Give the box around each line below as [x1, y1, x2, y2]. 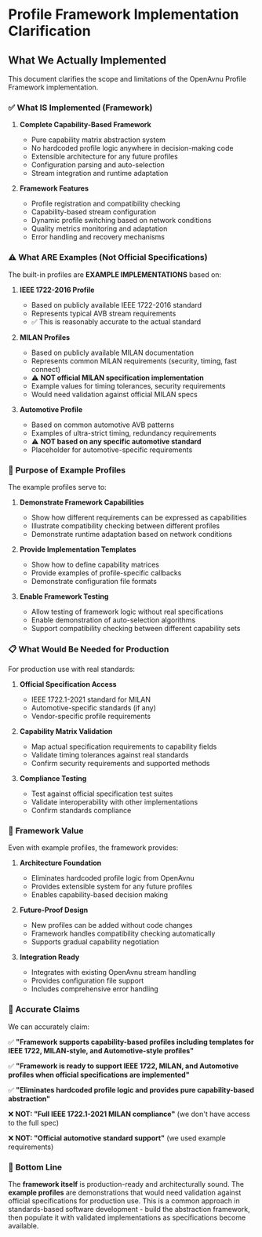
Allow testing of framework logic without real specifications [31, 607, 224, 616]
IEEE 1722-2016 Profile [19, 285, 95, 294]
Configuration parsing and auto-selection [31, 160, 165, 170]
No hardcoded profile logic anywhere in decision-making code [31, 144, 234, 153]
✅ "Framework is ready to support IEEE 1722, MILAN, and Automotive [8, 1061, 239, 1071]
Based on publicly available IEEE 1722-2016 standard [31, 300, 202, 309]
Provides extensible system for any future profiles [31, 881, 193, 892]
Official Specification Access [19, 680, 117, 689]
